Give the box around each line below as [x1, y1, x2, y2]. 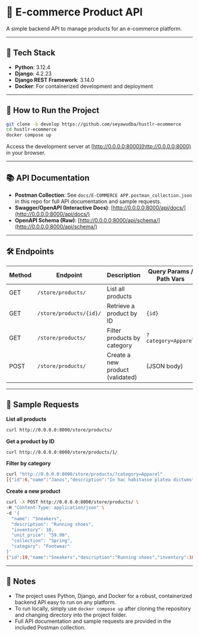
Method [9, 270, 32, 279]
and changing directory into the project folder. [14, 611, 127, 618]
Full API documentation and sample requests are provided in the [14, 618, 172, 625]
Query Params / [147, 267, 194, 275]
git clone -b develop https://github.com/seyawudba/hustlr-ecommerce [6, 121, 182, 127]
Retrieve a [107, 301, 135, 310]
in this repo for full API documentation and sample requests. [14, 198, 162, 204]
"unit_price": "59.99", [11, 532, 70, 539]
